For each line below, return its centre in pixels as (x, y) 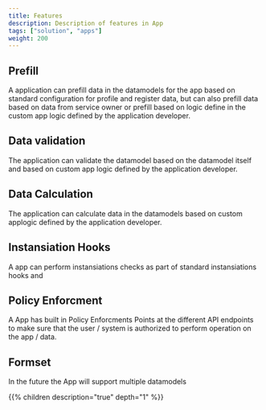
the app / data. (33, 337)
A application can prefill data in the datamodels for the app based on (122, 90)
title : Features (35, 16)
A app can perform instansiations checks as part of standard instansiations (133, 267)
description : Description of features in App (86, 23)
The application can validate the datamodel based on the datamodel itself (130, 160)
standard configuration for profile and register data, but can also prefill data (133, 99)
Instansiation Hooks (59, 247)
